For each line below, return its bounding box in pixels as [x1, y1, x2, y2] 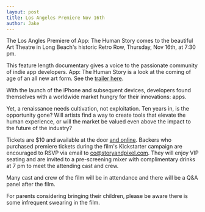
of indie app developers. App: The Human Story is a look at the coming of [6, 68, 191, 76]
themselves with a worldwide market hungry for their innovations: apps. [6, 93, 187, 101]
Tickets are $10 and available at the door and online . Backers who [6, 136, 172, 144]
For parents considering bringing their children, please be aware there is [6, 192, 188, 200]
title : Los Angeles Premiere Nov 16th [6, 15, 105, 21]
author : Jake [6, 20, 40, 26]
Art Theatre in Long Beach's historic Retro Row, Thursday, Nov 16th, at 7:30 [6, 43, 196, 51]
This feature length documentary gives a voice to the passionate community [6, 62, 198, 69]
